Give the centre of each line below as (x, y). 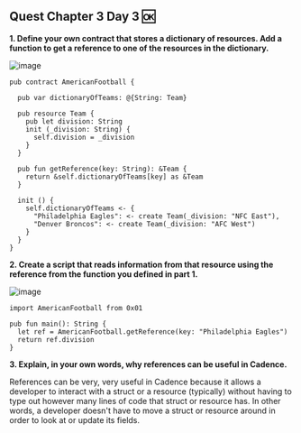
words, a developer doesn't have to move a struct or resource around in (143, 410)
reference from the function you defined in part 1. (104, 274)
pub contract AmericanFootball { (72, 82)
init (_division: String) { (78, 129)
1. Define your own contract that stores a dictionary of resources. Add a (146, 38)
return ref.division (56, 339)
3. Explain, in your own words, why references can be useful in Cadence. (148, 364)
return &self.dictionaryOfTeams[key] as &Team (114, 177)
